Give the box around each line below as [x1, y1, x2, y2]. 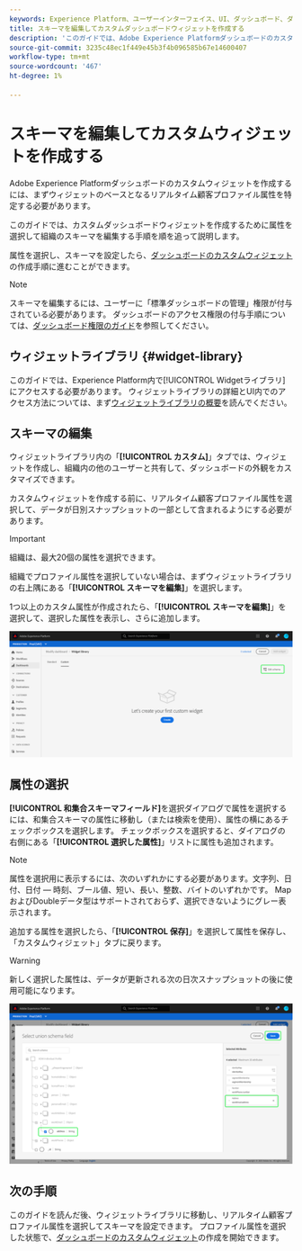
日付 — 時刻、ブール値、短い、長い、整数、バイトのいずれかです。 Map [24, 884, 292, 895]
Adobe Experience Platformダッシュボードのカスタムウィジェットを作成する [9, 177, 292, 188]
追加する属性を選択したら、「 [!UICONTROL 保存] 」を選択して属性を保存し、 [9, 925, 291, 936]
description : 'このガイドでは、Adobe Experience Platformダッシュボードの [9, 33, 274, 42]
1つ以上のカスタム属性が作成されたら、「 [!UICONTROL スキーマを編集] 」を [9, 601, 287, 612]
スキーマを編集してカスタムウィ [9, 123, 245, 144]
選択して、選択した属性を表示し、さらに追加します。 [9, 613, 205, 624]
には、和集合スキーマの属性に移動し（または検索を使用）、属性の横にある [9, 814, 281, 824]
